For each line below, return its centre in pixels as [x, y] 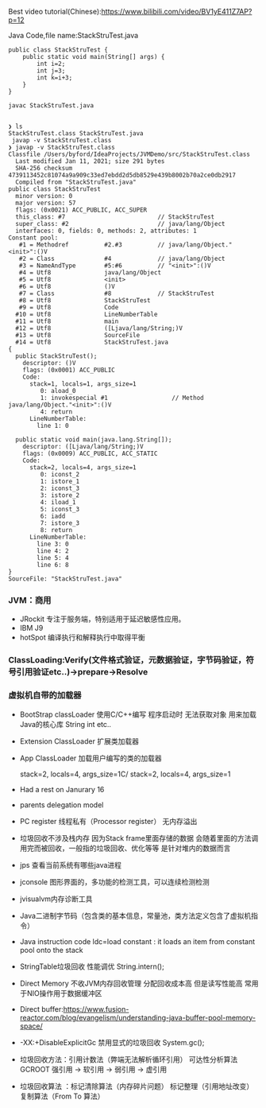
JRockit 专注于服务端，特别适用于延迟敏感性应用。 [102, 619]
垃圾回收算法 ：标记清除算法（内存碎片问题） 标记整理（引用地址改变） [137, 1086]
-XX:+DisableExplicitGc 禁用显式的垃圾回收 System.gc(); [112, 1042]
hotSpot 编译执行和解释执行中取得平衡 [82, 638]
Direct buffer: [41, 1009]
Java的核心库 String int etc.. [66, 724]
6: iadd [53, 516]
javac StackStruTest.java [51, 106]
